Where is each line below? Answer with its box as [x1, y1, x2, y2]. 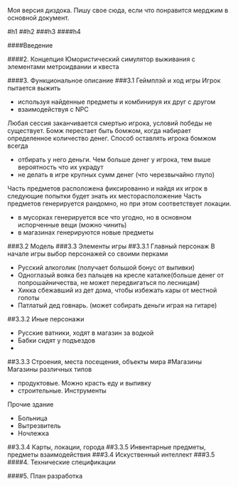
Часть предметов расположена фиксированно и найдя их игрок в [7, 184, 208, 193]
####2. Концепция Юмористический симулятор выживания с [7, 55, 195, 63]
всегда [7, 141, 28, 150]
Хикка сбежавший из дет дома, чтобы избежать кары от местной [17, 286, 217, 294]
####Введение [7, 41, 53, 49]
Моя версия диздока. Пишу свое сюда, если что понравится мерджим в [7, 6, 229, 14]
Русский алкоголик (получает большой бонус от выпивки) [17, 263, 195, 272]
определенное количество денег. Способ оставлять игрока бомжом [7, 134, 217, 142]
